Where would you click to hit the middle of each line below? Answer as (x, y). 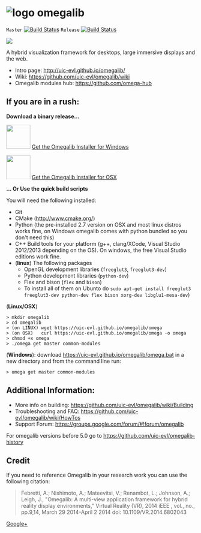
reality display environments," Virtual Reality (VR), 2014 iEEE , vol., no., (108, 506)
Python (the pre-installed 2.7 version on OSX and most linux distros (98, 224)
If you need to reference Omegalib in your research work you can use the (97, 475)
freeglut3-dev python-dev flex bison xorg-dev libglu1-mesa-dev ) (107, 294)
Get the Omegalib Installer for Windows (80, 146)
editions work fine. (38, 256)
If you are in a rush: (43, 102)
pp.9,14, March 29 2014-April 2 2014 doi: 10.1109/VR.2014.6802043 (104, 512)
